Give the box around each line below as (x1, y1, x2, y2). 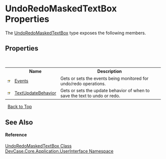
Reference (5, 132, 27, 138)
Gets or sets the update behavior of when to (60, 87, 150, 93)
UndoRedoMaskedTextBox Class (5, 143, 72, 149)
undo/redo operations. (60, 80, 106, 87)
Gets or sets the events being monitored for (60, 75, 149, 81)
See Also (5, 118, 33, 126)
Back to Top (7, 104, 32, 109)
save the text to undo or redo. (60, 93, 121, 99)
